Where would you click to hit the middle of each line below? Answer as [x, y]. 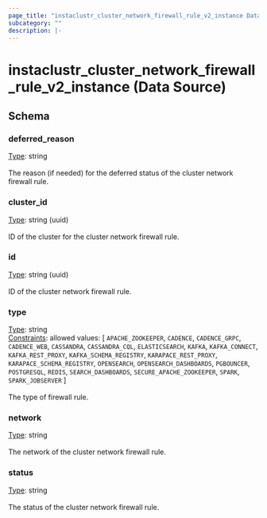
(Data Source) [180, 86]
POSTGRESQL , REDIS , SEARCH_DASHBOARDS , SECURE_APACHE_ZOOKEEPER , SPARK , [124, 372]
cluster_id [28, 202]
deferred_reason [41, 139]
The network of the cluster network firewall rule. [87, 452]
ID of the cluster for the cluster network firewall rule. [94, 237]
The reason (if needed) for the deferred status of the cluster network [121, 173]
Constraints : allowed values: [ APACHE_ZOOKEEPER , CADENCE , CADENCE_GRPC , [125, 338]
